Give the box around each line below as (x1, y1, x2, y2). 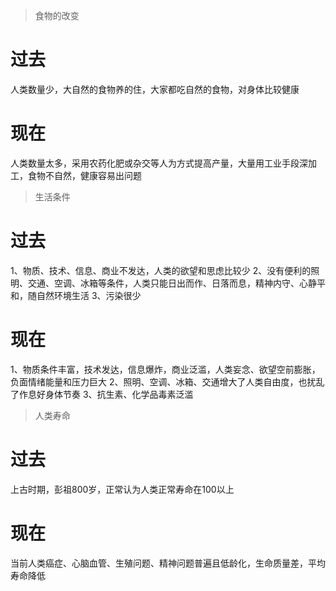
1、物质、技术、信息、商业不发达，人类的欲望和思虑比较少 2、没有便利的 (10, 264, 312, 276)
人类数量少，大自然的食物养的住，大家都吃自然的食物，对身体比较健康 (10, 83, 300, 95)
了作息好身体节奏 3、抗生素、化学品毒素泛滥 (10, 388, 194, 400)
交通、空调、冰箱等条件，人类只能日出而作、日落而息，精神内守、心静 (27, 277, 317, 289)
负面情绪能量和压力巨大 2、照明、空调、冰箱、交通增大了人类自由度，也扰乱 (10, 375, 325, 388)
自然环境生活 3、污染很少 (36, 289, 142, 301)
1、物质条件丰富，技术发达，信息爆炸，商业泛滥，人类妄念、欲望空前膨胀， (10, 363, 321, 375)
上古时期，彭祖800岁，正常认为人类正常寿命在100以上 (10, 483, 235, 495)
